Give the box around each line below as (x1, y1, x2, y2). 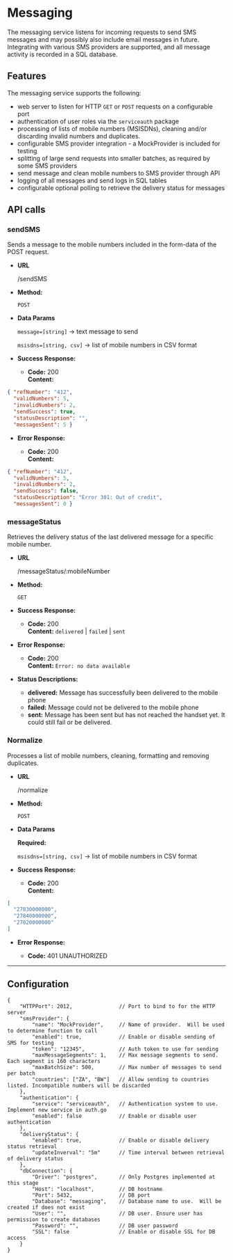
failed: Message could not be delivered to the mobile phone (27, 703, 199, 711)
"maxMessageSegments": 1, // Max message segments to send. (32, 1051, 218, 1059)
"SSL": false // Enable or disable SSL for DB (32, 1228, 216, 1235)
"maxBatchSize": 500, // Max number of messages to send (32, 1064, 222, 1071)
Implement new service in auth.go (7, 1106, 107, 1113)
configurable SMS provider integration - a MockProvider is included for (17, 139, 221, 148)
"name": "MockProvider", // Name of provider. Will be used (32, 1021, 225, 1028)
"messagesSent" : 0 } (13, 501, 73, 507)
